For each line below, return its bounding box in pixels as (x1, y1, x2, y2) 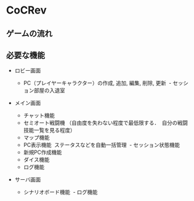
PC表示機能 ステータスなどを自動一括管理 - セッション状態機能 (23, 141, 180, 149)
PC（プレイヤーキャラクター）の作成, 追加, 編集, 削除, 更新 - (23, 80, 172, 87)
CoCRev (6, 4, 47, 17)
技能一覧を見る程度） (23, 127, 75, 134)
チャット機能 (23, 112, 55, 119)
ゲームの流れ (6, 28, 53, 38)
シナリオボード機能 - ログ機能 (23, 189, 98, 196)
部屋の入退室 (34, 87, 65, 94)
